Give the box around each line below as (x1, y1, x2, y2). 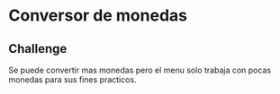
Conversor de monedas (8, 5, 188, 26)
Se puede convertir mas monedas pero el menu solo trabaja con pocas (8, 64, 272, 75)
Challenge (8, 41, 68, 56)
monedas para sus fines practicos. (8, 74, 137, 85)
